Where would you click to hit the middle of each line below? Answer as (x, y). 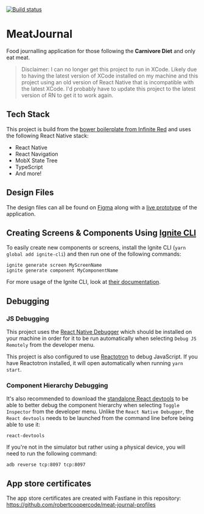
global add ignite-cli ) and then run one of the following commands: (94, 254)
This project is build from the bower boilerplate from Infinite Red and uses (99, 129)
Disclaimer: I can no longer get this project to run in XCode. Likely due (109, 69)
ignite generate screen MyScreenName (54, 266)
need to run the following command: (52, 454)
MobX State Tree (36, 160)
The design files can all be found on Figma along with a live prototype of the (102, 207)
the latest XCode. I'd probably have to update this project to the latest (108, 89)
